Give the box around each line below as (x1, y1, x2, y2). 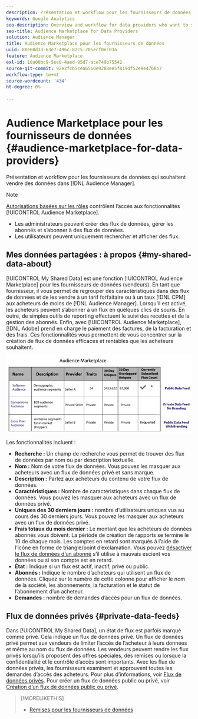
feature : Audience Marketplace (6, 53, 83, 59)
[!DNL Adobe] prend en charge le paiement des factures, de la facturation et (6, 325, 192, 332)
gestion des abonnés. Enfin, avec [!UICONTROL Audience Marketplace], (6, 318, 181, 325)
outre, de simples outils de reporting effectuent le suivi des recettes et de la (6, 312, 190, 319)
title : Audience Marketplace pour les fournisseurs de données (6, 41, 165, 47)
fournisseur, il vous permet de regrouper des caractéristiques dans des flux (6, 287, 190, 294)
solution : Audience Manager (6, 34, 75, 41)
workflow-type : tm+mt (6, 71, 60, 78)
